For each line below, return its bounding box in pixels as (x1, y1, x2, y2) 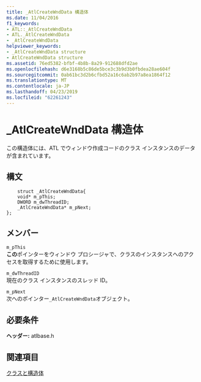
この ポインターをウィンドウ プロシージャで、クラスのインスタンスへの (6, 251, 184, 258)
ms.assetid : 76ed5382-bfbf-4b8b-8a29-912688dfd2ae (6, 60, 138, 66)
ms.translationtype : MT (6, 77, 67, 83)
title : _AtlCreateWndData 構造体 (6, 9, 89, 15)
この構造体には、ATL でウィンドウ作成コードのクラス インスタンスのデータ (6, 144, 196, 151)
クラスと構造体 (6, 369, 44, 376)
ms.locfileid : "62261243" (6, 94, 72, 101)
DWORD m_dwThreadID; (17, 199, 70, 205)
